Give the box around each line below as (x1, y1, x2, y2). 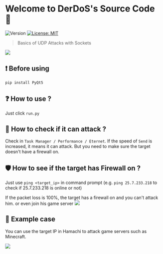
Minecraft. (5, 233, 26, 239)
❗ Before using (5, 64, 50, 73)
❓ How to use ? (5, 94, 51, 103)
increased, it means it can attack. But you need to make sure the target (5, 143, 151, 149)
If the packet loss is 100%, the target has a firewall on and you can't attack (5, 194, 159, 200)
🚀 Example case (5, 215, 56, 223)
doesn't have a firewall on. (5, 148, 60, 155)
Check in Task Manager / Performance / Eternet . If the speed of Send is (5, 138, 153, 144)
